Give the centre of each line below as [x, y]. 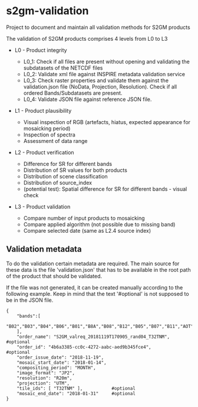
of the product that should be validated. [54, 276]
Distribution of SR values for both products [75, 170]
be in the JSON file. [30, 300]
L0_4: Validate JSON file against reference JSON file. [88, 99]
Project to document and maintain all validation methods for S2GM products [98, 27]
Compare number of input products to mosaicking [84, 218]
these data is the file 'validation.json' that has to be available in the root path [98, 269]
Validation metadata [44, 249]
